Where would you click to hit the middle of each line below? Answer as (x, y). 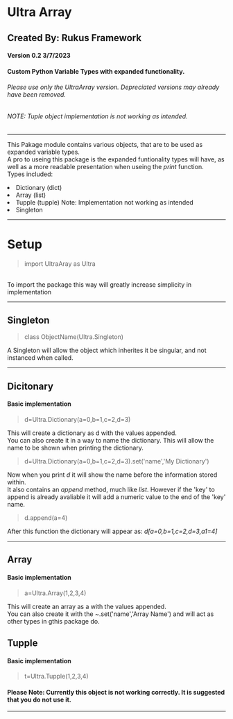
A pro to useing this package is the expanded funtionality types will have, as (116, 159)
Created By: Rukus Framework (75, 38)
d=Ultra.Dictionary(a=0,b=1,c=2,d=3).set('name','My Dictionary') (116, 461)
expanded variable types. (43, 152)
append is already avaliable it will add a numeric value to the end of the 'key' (116, 497)
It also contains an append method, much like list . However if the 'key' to (111, 489)
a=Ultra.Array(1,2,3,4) (55, 593)
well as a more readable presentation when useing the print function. (105, 166)
